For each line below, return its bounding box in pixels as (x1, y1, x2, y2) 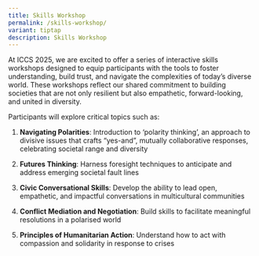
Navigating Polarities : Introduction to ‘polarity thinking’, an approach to (19, 128, 251, 137)
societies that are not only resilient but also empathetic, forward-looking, (8, 88, 243, 98)
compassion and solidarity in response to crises (19, 239, 175, 248)
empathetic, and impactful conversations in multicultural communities (19, 191, 245, 201)
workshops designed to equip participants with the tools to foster (8, 64, 220, 73)
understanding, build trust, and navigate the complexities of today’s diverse (8, 72, 252, 81)
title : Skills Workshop (8, 11, 86, 20)
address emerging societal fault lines (19, 168, 140, 177)
